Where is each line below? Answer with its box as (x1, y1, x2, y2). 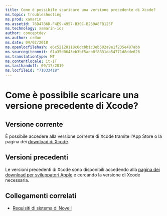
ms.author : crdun (5, 36, 42, 41)
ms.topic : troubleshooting (5, 12, 62, 17)
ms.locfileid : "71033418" (5, 68, 59, 73)
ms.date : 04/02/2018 (5, 40, 49, 45)
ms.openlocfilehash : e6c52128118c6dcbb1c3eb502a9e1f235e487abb (5, 45, 140, 50)
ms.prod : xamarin (5, 17, 42, 22)
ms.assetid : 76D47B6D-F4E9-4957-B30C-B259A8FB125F (5, 21, 113, 27)
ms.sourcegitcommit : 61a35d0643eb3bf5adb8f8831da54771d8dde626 (5, 49, 140, 54)
